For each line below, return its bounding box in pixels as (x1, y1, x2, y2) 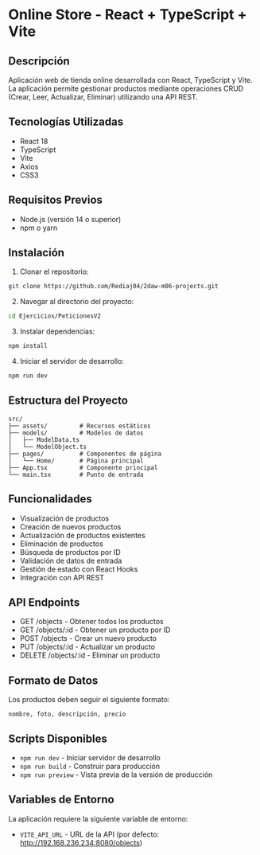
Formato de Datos (8, 673, 99, 687)
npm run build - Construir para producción (19, 762, 161, 771)
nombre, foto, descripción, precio (8, 710, 126, 718)
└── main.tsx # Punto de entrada (8, 470, 145, 478)
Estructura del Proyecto (8, 394, 129, 408)
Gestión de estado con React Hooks (19, 564, 138, 574)
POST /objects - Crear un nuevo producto (19, 634, 157, 643)
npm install (8, 342, 48, 350)
